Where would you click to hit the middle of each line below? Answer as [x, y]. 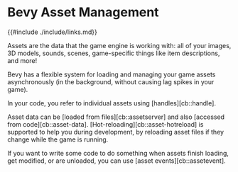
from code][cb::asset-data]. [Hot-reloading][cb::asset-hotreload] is [106, 124]
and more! [22, 60]
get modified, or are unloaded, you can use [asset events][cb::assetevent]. [117, 161]
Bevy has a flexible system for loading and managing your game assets [112, 74]
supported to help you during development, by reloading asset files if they [116, 132]
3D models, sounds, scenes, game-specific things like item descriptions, [114, 53]
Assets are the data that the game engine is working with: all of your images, [119, 45]
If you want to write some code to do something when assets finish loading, [118, 153]
